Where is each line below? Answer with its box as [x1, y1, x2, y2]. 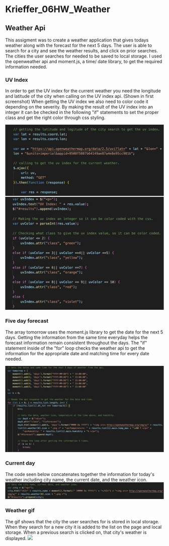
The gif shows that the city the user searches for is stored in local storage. [5, 518, 159, 524]
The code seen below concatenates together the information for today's [5, 471, 155, 477]
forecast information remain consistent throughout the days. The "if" [5, 340, 147, 346]
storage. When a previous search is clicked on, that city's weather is [5, 529, 147, 535]
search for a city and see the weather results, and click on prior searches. [5, 48, 158, 53]
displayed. [5, 535, 27, 541]
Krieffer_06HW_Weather [5, 4, 111, 15]
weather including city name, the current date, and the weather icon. [5, 476, 147, 482]
